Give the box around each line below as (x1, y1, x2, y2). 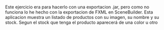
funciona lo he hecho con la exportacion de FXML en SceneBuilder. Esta (5, 9, 153, 15)
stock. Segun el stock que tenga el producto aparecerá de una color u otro (5, 19, 158, 25)
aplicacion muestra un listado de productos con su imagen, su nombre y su (5, 15, 160, 20)
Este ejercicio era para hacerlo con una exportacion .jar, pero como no (5, 4, 150, 10)
